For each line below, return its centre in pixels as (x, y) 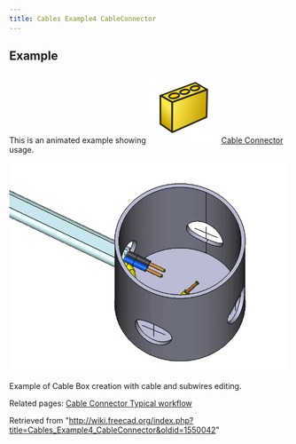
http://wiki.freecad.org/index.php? (131, 421)
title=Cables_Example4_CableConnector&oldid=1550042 (113, 430)
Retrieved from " (39, 421)
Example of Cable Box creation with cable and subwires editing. (125, 386)
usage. (22, 150)
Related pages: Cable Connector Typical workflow (101, 403)
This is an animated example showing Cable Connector (146, 140)
